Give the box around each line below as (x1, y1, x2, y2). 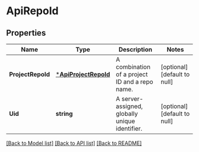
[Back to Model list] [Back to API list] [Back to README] (6, 140, 142, 147)
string (55, 110, 73, 118)
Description (118, 46, 153, 53)
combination (115, 63, 151, 71)
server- (121, 95, 144, 103)
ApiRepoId (6, 4, 59, 18)
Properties (6, 28, 46, 38)
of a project (115, 70, 148, 78)
